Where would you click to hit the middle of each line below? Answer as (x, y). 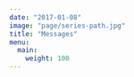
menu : (19, 42)
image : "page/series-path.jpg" (67, 26)
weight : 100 (47, 58)
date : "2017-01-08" (46, 17)
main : (28, 50)
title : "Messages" (43, 34)
